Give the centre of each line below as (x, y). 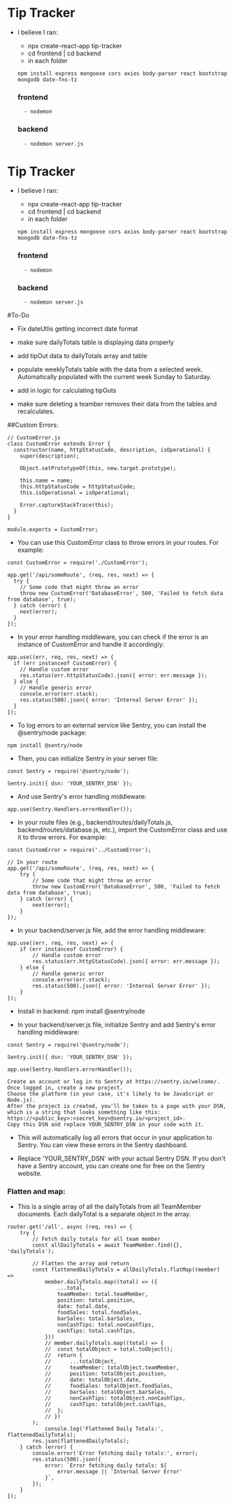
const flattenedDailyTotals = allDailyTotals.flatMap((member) (126, 1270)
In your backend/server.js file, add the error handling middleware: (111, 930)
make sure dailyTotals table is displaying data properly (96, 342)
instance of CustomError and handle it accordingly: (91, 644)
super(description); (50, 456)
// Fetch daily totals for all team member (96, 1239)
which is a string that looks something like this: (84, 1113)
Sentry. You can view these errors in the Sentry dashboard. (103, 1145)
